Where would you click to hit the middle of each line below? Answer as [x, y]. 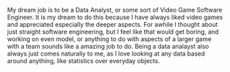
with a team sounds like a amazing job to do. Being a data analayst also [108, 46]
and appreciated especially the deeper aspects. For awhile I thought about [113, 24]
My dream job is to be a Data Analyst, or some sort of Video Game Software [115, 10]
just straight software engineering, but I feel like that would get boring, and [113, 32]
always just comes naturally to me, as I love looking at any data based [106, 53]
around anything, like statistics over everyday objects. [84, 61]
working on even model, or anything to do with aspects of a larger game [109, 39]
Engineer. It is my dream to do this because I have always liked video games [115, 17]
